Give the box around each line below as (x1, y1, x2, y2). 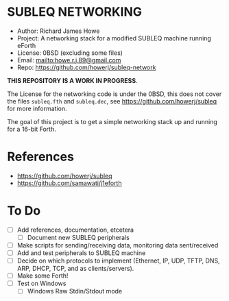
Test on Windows (16, 279, 67, 288)
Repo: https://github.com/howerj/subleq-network (16, 63, 156, 71)
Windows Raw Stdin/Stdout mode (27, 287, 123, 296)
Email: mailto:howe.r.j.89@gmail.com (16, 56, 121, 64)
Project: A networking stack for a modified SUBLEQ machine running (16, 34, 211, 42)
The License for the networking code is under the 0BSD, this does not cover (7, 90, 222, 98)
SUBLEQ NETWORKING (7, 4, 143, 20)
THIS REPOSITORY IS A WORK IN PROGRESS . (7, 76, 138, 84)
